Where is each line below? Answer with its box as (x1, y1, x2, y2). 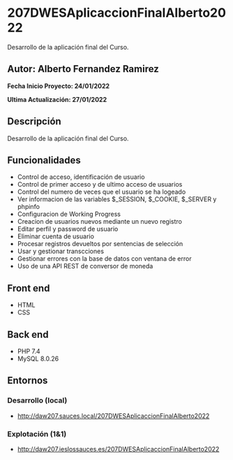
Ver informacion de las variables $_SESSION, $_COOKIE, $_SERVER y (17, 195, 217, 203)
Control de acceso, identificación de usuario (17, 173, 145, 181)
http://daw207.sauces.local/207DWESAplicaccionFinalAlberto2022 (17, 411, 210, 420)
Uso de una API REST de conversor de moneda (17, 262, 153, 271)
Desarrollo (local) (7, 396, 68, 405)
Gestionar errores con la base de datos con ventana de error (17, 254, 192, 263)
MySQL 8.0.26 (17, 354, 59, 363)
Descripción (7, 115, 61, 127)
